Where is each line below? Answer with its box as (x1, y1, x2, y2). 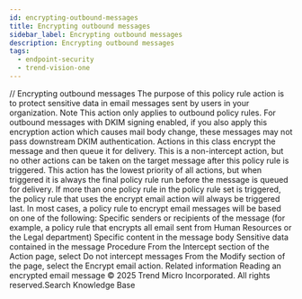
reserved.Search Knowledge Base (9, 279, 136, 290)
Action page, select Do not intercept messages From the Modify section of (9, 250, 286, 261)
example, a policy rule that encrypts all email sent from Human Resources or (9, 222, 292, 232)
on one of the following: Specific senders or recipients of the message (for (9, 213, 286, 223)
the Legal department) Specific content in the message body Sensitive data (9, 231, 289, 242)
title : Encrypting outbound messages (9, 22, 151, 31)
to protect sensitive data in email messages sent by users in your (9, 97, 250, 108)
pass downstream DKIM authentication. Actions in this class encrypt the (9, 136, 276, 147)
